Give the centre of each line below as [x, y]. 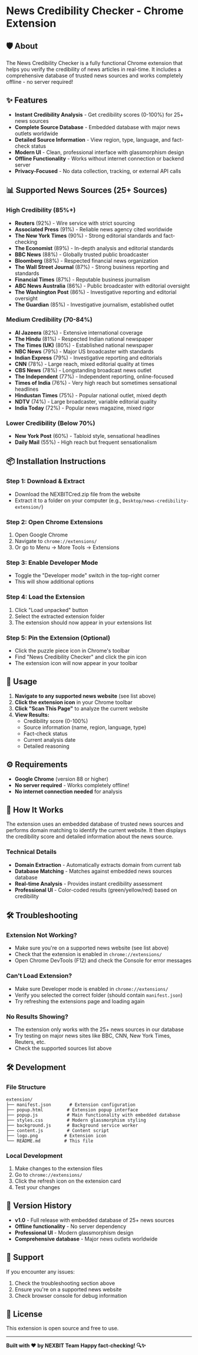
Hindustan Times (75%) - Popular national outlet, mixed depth [90, 395]
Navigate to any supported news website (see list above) [85, 696]
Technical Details [32, 852]
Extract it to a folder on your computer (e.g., [68, 500]
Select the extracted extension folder [60, 616]
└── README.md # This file [50, 1141]
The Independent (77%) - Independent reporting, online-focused [94, 377]
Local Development [34, 1156]
